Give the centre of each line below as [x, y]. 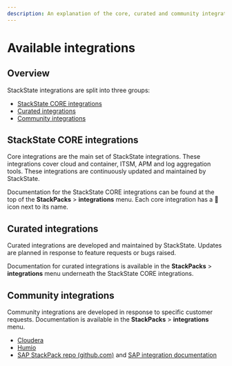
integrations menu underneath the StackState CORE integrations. [100, 274]
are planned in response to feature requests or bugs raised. [92, 253]
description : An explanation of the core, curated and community [103, 14]
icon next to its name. [38, 207]
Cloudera [30, 340]
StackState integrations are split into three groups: [79, 90]
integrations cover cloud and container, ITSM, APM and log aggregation [109, 164]
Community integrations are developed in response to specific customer [110, 312]
